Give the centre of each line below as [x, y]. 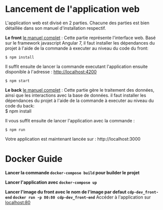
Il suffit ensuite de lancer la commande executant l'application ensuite [76, 66]
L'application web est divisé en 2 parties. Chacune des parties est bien [77, 23]
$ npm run [15, 130]
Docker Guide [34, 159]
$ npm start [17, 81]
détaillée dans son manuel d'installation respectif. [56, 28]
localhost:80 [18, 202]
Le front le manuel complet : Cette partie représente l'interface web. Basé [81, 38]
